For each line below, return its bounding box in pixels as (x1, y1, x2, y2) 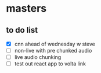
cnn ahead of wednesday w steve (14, 40, 96, 47)
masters (6, 2, 47, 15)
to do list (6, 25, 38, 35)
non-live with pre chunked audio (14, 47, 92, 54)
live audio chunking (14, 54, 62, 61)
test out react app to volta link (14, 60, 86, 67)
